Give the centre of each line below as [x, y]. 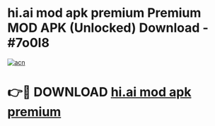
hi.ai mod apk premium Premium [104, 13]
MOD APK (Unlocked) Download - [108, 28]
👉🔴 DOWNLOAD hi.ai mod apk [99, 92]
